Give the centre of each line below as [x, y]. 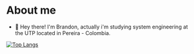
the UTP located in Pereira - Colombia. [63, 33]
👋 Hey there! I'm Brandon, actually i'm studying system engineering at [101, 27]
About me [31, 10]
